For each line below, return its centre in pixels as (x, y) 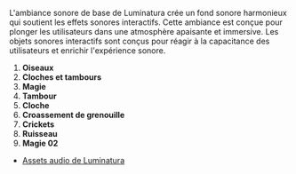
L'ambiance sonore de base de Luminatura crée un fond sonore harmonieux (148, 13)
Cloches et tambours (62, 77)
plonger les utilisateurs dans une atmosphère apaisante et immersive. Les (144, 32)
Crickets (38, 124)
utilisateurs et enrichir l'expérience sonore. (88, 51)
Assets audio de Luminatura (73, 160)
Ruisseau (40, 134)
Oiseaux (38, 67)
